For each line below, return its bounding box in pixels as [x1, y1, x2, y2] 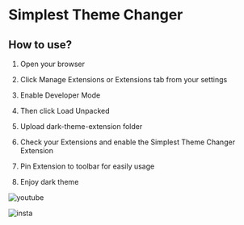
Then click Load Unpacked [19, 106, 111, 115]
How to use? [8, 38, 73, 52]
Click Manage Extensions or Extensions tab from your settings [19, 75, 228, 84]
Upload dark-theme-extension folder [19, 122, 143, 131]
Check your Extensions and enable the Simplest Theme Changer [19, 137, 236, 147]
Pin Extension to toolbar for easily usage [19, 161, 155, 171]
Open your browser [19, 59, 85, 69]
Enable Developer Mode [19, 90, 101, 100]
